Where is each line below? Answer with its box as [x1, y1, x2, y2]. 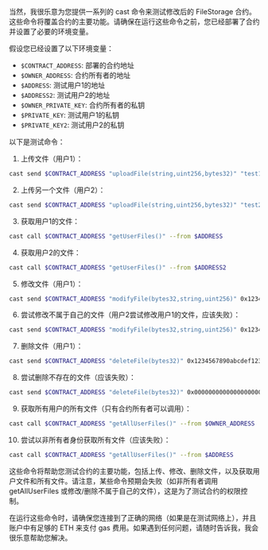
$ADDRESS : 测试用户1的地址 [20, 80, 106, 90]
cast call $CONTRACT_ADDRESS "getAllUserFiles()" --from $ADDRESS [9, 451, 234, 459]
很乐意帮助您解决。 [9, 533, 72, 542]
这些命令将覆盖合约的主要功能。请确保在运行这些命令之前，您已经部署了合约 [9, 17, 260, 26]
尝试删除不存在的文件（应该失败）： [20, 373, 136, 382]
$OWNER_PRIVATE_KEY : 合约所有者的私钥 [20, 100, 146, 110]
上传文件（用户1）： [20, 154, 84, 163]
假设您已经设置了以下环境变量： [9, 44, 114, 53]
